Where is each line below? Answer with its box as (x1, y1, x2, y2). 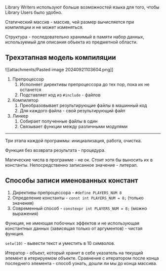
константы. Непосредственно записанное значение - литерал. (5, 162, 138, 168)
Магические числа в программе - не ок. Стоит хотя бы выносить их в (5, 157, 153, 163)
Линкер (12, 113, 29, 119)
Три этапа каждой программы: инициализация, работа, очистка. (5, 137, 142, 143)
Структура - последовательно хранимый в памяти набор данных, (5, 34, 145, 40)
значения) (12, 200, 34, 206)
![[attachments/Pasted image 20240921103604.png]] (5, 66, 114, 72)
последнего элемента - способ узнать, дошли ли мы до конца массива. (5, 260, 157, 266)
